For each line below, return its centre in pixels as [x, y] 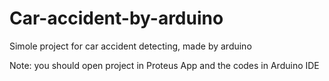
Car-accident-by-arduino [116, 18]
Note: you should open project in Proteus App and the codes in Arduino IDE [164, 65]
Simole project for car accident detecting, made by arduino [130, 46]
